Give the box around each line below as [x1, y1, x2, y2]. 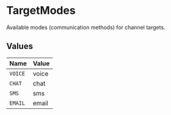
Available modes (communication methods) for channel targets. [6, 24, 166, 31]
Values [6, 41, 33, 51]
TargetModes [6, 4, 76, 18]
